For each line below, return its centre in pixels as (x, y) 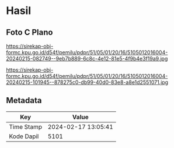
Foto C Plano (29, 32)
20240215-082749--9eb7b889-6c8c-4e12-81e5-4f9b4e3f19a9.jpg (87, 59)
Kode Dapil (24, 136)
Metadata (24, 101)
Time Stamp (26, 126)
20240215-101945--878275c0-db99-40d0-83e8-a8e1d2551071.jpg (87, 82)
